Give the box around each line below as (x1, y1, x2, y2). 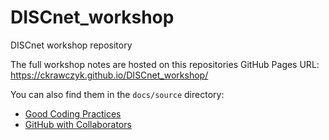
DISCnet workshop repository (10, 39, 133, 51)
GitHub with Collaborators (24, 118, 132, 130)
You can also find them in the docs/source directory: (10, 88, 225, 100)
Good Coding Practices (24, 107, 122, 120)
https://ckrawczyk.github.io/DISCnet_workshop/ (10, 69, 209, 81)
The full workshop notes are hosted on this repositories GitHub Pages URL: (10, 58, 320, 70)
